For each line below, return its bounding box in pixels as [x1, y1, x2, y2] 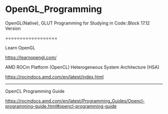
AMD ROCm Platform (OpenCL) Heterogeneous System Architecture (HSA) [5, 64, 159, 70]
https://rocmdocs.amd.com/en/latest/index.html [5, 73, 104, 79]
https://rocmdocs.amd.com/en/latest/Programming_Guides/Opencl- [5, 97, 145, 103]
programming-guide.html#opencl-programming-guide [5, 103, 117, 109]
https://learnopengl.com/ [5, 54, 56, 60]
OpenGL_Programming [5, 3, 102, 15]
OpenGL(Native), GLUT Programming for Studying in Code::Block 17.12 [5, 20, 150, 26]
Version [5, 25, 21, 31]
